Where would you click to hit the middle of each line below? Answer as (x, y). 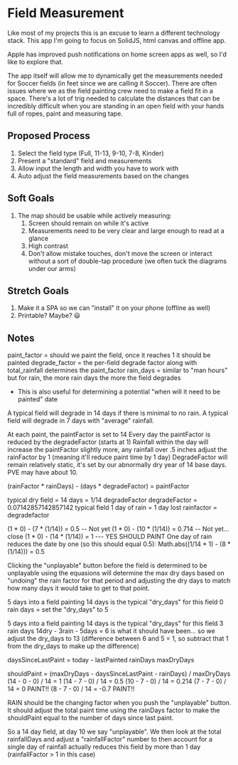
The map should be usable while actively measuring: (94, 215)
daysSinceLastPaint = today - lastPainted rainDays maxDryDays (101, 660)
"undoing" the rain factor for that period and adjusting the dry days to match (119, 581)
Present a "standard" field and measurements (85, 160)
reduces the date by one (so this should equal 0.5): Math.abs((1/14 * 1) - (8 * (119, 544)
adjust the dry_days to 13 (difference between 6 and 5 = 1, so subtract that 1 (118, 639)
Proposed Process (49, 136)
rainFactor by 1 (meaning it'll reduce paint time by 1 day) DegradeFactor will (118, 457)
